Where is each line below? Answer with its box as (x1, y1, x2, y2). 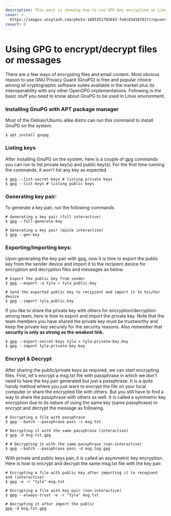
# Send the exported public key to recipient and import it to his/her (5, 290, 160, 295)
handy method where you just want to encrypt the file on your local (5, 383, 146, 389)
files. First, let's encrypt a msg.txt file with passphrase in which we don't (5, 372, 157, 378)
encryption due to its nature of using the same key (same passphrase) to (5, 399, 158, 405)
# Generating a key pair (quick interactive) (5, 228, 103, 233)
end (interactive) (5, 475, 44, 480)
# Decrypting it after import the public (5, 501, 95, 506)
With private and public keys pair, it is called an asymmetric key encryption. (5, 455, 164, 461)
